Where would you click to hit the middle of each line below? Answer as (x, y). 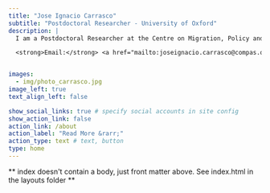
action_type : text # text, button (66, 142)
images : (21, 74)
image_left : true (37, 89)
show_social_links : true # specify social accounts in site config (124, 111)
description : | (34, 31)
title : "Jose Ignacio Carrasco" (62, 16)
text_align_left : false (48, 96)
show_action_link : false (50, 119)
